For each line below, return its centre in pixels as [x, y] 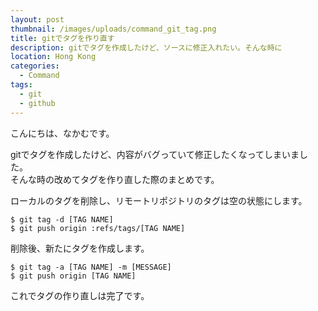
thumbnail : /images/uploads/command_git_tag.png [113, 29]
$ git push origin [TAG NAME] [73, 276]
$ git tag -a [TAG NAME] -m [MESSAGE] [91, 267]
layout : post [37, 19]
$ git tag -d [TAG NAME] [62, 219]
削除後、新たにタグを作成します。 [80, 248]
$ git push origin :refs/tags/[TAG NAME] [98, 228]
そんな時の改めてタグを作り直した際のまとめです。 [115, 179]
